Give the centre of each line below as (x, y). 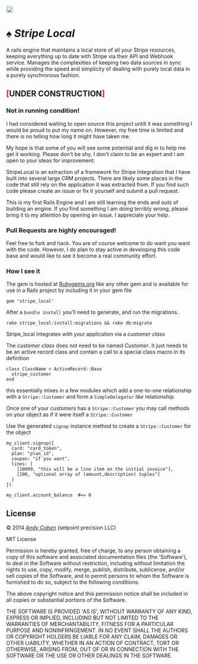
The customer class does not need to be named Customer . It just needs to (97, 346)
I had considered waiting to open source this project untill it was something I (99, 123)
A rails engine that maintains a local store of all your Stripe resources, (91, 50)
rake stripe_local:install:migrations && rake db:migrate (79, 323)
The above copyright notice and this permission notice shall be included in (97, 594)
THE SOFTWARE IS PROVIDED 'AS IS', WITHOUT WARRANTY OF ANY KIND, (99, 612)
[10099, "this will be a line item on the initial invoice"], (95, 469)
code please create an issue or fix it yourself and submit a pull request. (93, 190)
